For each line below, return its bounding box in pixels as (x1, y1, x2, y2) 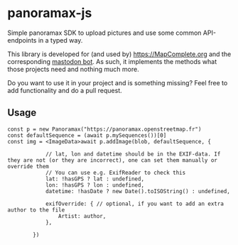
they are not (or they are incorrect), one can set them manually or (7, 156, 218, 164)
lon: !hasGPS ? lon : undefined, (45, 181, 144, 189)
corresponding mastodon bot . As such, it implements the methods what (7, 57, 217, 65)
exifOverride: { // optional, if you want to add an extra (45, 200, 224, 207)
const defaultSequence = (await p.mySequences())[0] (7, 131, 167, 139)
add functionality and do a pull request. (7, 86, 122, 94)
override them (7, 163, 50, 170)
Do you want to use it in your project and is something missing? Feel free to (7, 78, 228, 87)
